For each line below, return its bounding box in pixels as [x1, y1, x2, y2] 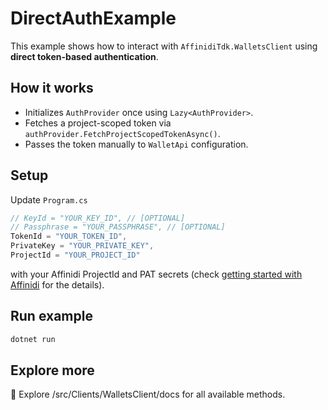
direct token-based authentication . [10, 50, 159, 62]
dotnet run [10, 334, 56, 344]
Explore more [10, 362, 95, 379]
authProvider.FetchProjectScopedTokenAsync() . [24, 127, 221, 139]
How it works [10, 80, 94, 97]
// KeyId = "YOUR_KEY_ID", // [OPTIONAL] [10, 213, 186, 223]
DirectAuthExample [10, 7, 177, 30]
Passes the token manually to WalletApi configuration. [24, 138, 249, 150]
